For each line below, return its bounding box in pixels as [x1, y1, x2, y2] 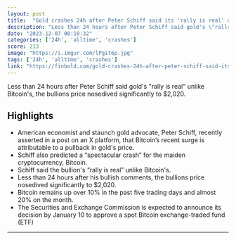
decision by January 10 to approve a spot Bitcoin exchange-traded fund [17, 210, 225, 219]
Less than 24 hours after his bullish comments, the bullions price [17, 173, 205, 182]
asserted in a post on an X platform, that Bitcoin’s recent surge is [17, 136, 205, 144]
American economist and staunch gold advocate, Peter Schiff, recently [17, 128, 223, 137]
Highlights [7, 110, 54, 122]
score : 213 [7, 43, 39, 50]
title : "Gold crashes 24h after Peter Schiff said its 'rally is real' [7, 17, 225, 24]
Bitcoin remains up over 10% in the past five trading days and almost [17, 188, 216, 197]
